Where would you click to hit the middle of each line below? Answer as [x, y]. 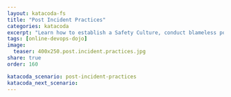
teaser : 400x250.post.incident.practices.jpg [80, 52]
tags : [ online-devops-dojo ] [47, 39]
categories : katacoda [38, 26]
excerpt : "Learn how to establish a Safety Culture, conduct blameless [112, 32]
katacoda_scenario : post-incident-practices [72, 77]
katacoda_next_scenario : [43, 83]
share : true [24, 58]
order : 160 [23, 64]
